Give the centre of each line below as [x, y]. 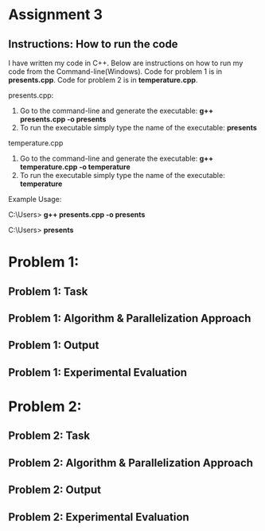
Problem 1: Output [54, 345]
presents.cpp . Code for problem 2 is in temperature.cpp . [103, 80]
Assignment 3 [56, 15]
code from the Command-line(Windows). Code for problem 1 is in [115, 72]
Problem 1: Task [48, 291]
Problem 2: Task [49, 436]
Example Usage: [35, 199]
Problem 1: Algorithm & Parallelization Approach [130, 318]
